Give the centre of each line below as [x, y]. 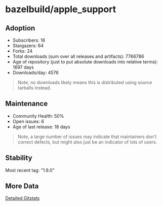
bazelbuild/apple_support [61, 9]
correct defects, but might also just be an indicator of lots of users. [87, 142]
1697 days [23, 67]
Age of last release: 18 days [41, 127]
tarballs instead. [34, 88]
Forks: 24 [23, 51]
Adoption [20, 28]
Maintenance [27, 104]
